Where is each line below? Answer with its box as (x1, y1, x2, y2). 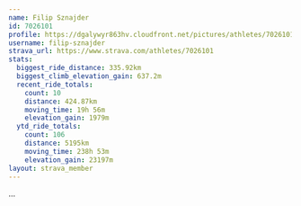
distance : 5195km (24, 139, 90, 148)
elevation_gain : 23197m (24, 155, 114, 165)
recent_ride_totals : (16, 80, 93, 89)
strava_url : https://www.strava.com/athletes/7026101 (8, 47, 215, 56)
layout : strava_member (8, 164, 93, 173)
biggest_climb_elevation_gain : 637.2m (16, 72, 163, 81)
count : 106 (24, 130, 66, 139)
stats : (8, 55, 33, 64)
